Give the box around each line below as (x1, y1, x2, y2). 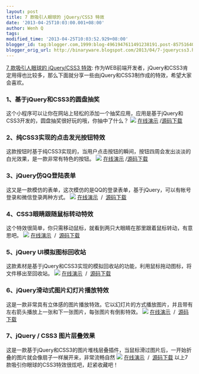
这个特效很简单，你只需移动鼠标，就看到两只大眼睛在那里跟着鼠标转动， (6, 224, 182, 231)
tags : (6, 31, 20, 37)
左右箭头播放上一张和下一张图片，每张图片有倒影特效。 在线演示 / (6, 308, 176, 315)
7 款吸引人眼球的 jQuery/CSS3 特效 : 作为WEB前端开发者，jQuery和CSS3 (6, 64, 183, 71)
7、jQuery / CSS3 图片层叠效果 (6, 332, 95, 340)
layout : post (6, 8, 38, 15)
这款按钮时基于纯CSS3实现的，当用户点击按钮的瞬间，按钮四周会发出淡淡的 (6, 148, 191, 155)
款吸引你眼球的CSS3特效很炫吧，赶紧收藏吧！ (6, 361, 118, 368)
